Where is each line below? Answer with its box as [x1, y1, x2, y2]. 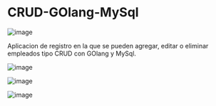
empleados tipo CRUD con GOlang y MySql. [7, 49, 137, 58]
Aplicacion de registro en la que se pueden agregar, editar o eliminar [7, 41, 209, 50]
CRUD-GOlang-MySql [7, 4, 139, 21]
